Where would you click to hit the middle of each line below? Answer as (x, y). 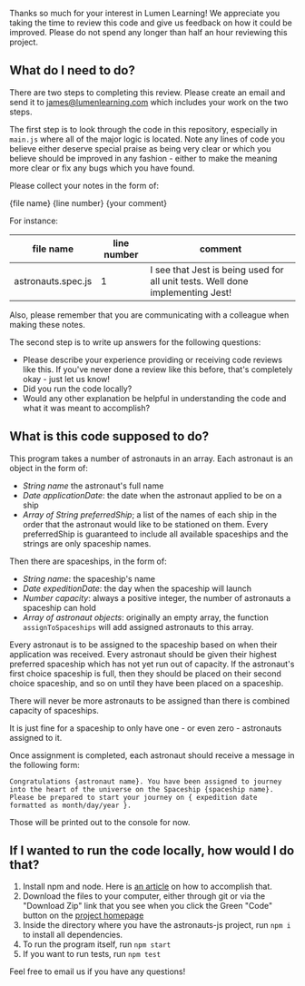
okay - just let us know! (66, 379)
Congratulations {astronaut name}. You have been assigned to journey (146, 781)
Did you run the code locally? (77, 389)
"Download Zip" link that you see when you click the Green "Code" (148, 906)
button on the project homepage (83, 915)
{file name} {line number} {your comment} (89, 202)
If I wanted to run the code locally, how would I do (152, 851)
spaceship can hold (59, 607)
